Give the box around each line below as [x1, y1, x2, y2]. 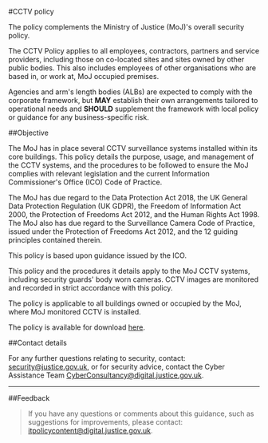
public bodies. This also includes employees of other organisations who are [8, 63, 257, 73]
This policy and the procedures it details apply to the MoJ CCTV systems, [8, 267, 250, 275]
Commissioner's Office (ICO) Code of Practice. [8, 177, 163, 187]
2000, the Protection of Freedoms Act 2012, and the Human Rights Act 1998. [8, 210, 260, 219]
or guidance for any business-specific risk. [8, 113, 149, 122]
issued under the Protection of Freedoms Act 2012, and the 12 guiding [8, 227, 238, 236]
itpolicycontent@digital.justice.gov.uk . [27, 426, 153, 435]
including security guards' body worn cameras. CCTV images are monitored [8, 275, 259, 284]
